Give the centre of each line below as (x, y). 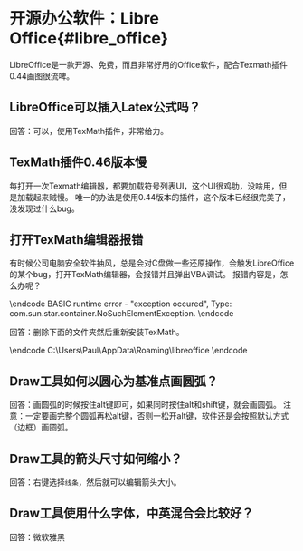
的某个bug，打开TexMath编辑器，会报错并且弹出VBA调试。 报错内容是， (145, 275)
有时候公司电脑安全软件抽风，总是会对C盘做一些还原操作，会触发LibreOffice (152, 263)
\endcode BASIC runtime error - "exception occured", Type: (121, 304)
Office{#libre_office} (89, 39)
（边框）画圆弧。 (41, 428)
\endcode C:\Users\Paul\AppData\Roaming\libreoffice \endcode (128, 351)
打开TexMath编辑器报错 (76, 240)
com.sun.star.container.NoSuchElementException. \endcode (122, 314)
